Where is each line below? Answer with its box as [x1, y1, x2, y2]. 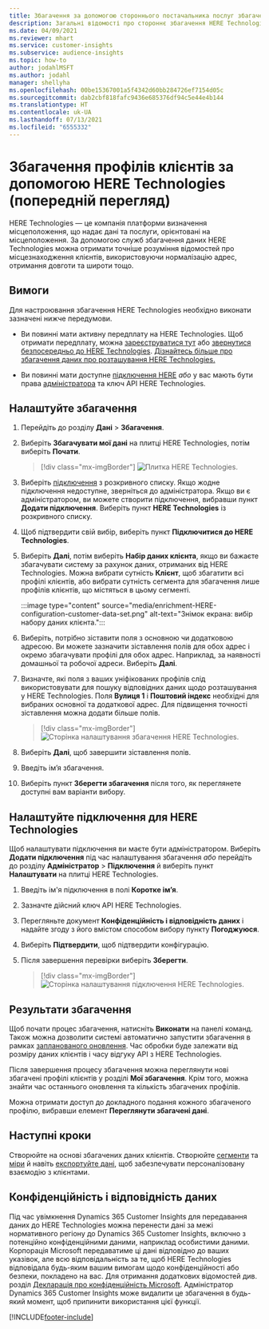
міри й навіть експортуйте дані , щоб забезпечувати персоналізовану [9, 1159, 245, 1168]
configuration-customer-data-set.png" [20, 609, 148, 619]
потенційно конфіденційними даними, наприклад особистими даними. [9, 1237, 250, 1247]
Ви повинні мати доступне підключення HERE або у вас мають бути [20, 369, 254, 380]
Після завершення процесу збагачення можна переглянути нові [9, 1064, 229, 1074]
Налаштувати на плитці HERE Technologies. [9, 869, 159, 880]
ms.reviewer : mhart [9, 34, 74, 42]
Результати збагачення [9, 1003, 132, 1016]
